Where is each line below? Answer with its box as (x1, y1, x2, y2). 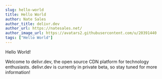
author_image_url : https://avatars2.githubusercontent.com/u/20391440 (5, 30, 157, 35)
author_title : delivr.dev (5, 21, 60, 26)
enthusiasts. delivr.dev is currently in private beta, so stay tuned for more (5, 63, 157, 70)
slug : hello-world (5, 7, 44, 12)
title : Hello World (5, 12, 46, 17)
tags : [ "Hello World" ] (5, 35, 53, 40)
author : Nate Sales (5, 16, 46, 21)
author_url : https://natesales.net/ (5, 26, 82, 31)
